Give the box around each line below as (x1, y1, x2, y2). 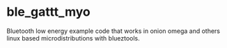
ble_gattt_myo (6, 4, 91, 20)
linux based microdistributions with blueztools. (6, 34, 140, 42)
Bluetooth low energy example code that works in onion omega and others (6, 27, 221, 35)
